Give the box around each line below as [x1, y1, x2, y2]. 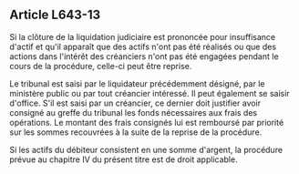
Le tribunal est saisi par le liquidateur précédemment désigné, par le [9, 77, 265, 89]
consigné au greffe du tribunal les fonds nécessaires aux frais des [9, 107, 258, 118]
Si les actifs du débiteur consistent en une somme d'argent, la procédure [9, 144, 284, 155]
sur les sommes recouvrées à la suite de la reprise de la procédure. [9, 127, 263, 138]
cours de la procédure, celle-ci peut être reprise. [9, 60, 192, 71]
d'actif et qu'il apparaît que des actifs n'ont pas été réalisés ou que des [9, 41, 276, 52]
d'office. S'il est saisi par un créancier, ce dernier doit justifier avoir [9, 97, 262, 108]
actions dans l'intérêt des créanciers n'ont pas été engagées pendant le [9, 50, 280, 62]
